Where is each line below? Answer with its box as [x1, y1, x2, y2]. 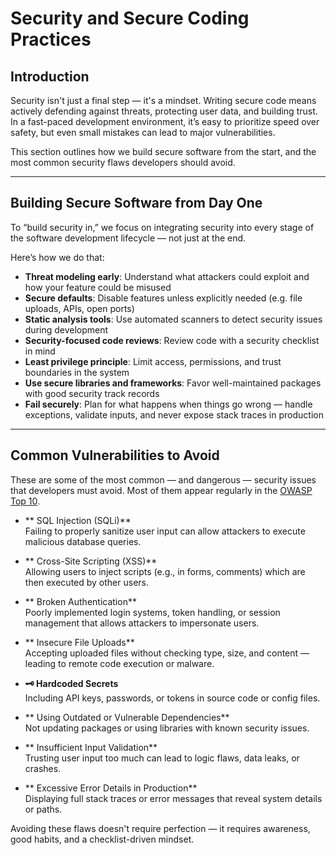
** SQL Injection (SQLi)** [24, 514, 132, 526]
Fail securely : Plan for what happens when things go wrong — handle [24, 398, 313, 410]
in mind [24, 345, 56, 357]
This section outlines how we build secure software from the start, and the [10, 146, 317, 157]
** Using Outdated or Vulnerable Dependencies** [24, 711, 230, 723]
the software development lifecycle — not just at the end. [10, 232, 247, 244]
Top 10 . [10, 495, 41, 507]
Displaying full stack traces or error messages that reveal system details [24, 792, 323, 804]
